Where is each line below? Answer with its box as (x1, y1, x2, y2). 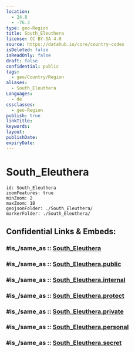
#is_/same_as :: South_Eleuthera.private (6, 307, 124, 316)
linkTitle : (6, 118, 33, 124)
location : (6, 8, 31, 15)
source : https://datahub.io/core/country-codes (6, 42, 125, 48)
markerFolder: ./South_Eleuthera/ (6, 210, 91, 217)
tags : (6, 69, 19, 75)
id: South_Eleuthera (6, 185, 57, 191)
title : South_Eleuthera (6, 31, 65, 36)
